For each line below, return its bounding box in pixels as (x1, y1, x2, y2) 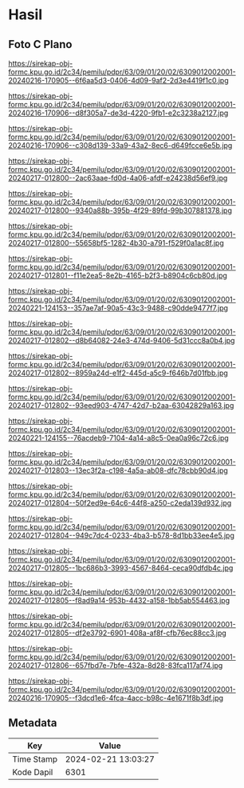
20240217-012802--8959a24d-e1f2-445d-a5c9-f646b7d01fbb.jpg (8, 368, 229, 378)
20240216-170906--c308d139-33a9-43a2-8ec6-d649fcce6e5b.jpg (8, 141, 233, 150)
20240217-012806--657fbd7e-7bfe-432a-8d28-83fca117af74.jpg (8, 661, 223, 670)
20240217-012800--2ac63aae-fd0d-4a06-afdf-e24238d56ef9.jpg (8, 174, 228, 182)
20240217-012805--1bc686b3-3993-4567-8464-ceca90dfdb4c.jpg (8, 563, 234, 573)
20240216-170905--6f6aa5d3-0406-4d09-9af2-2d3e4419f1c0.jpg (8, 76, 229, 85)
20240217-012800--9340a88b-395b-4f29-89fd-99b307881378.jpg (8, 206, 233, 215)
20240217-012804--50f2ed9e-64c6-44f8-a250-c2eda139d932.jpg (8, 498, 232, 507)
